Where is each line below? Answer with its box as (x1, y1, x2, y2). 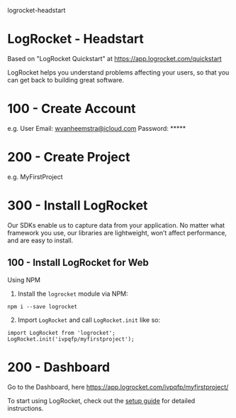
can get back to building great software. (7, 75, 124, 84)
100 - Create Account (7, 101, 136, 117)
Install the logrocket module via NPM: (17, 289, 129, 298)
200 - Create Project (7, 149, 130, 166)
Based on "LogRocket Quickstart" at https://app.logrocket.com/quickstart (7, 54, 222, 63)
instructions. (7, 404, 44, 412)
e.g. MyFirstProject (7, 172, 63, 181)
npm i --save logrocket (7, 303, 78, 310)
